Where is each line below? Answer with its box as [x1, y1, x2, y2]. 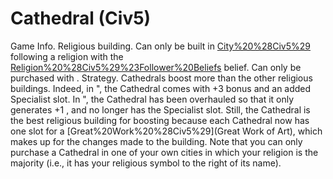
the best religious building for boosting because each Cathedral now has [10, 114, 310, 126]
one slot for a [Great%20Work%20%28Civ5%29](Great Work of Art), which [10, 125, 323, 137]
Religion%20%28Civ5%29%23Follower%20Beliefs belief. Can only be [10, 61, 302, 73]
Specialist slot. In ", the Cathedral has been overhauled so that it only [10, 93, 295, 105]
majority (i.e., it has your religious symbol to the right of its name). [10, 157, 282, 169]
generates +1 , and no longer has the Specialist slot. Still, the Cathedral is [10, 103, 311, 116]
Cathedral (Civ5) [10, 7, 152, 30]
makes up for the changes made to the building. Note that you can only [10, 135, 303, 147]
